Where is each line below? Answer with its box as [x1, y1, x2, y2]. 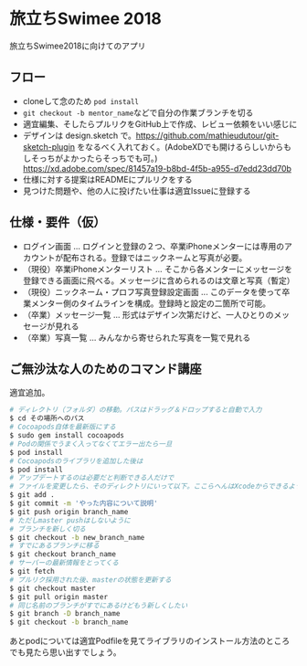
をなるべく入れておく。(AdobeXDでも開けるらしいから [77, 141, 284, 152]
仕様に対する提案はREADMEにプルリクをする [22, 174, 194, 185]
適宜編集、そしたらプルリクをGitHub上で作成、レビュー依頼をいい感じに [22, 118, 298, 129]
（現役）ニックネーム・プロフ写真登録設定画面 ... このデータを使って [22, 286, 282, 297]
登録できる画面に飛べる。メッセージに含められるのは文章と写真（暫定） [22, 275, 295, 286]
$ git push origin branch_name [9, 507, 129, 516]
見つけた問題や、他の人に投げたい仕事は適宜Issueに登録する [22, 185, 251, 196]
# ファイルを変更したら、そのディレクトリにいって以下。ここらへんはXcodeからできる [9, 481, 290, 492]
